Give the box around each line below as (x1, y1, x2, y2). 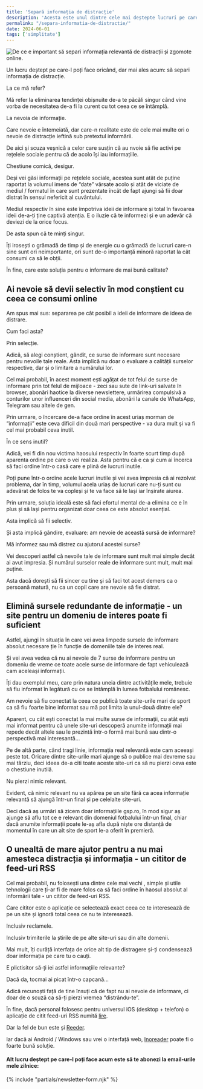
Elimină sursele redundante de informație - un (6, 601, 182, 611)
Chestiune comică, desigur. (6, 163, 74, 170)
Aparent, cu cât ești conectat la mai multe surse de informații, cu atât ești (6, 715, 188, 722)
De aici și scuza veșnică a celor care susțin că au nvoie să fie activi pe (6, 144, 181, 152)
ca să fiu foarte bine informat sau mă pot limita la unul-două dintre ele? (6, 703, 183, 711)
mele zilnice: (6, 1062, 39, 1070)
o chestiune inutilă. (6, 765, 53, 773)
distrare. (6, 316, 27, 323)
